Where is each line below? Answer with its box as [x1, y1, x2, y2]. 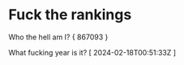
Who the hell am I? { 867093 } [8, 32, 109, 42]
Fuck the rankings [8, 6, 132, 24]
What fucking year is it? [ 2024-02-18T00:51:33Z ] [8, 47, 177, 57]
